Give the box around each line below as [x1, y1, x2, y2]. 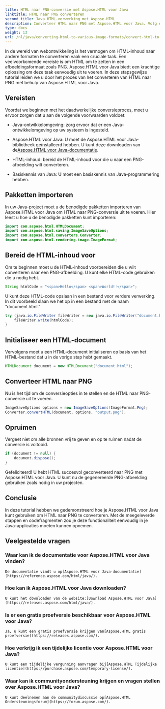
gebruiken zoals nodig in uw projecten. [5, 480, 84, 485]
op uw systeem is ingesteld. [53, 127, 110, 133]
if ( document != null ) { [5, 451, 56, 456]
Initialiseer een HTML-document [5, 336, 107, 344]
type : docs [5, 26, 27, 31]
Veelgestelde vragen [5, 537, 70, 546]
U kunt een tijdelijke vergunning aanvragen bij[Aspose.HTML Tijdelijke [5, 662, 157, 667]
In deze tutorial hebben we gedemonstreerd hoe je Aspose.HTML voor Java [5, 507, 159, 513]
